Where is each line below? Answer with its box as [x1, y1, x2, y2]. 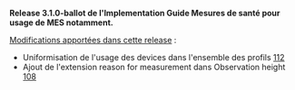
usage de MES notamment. [9, 17, 113, 28]
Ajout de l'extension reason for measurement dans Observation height [22, 62, 286, 72]
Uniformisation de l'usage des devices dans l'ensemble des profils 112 [22, 52, 285, 62]
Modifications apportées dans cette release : [9, 35, 177, 45]
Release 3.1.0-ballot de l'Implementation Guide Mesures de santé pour [9, 8, 280, 18]
